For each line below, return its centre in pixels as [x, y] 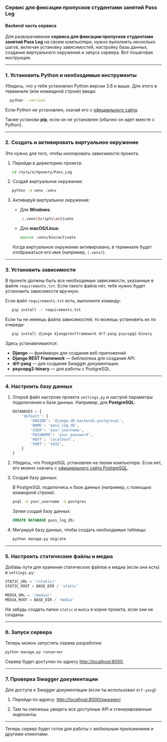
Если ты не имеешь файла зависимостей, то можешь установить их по [81, 319]
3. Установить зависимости [41, 270]
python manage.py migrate [39, 539]
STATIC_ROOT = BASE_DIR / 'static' [42, 586]
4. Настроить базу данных [39, 386]
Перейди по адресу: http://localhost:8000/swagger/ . [67, 700]
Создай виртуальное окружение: [47, 182]
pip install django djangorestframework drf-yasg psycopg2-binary [82, 334]
